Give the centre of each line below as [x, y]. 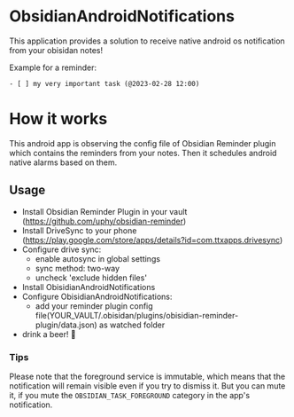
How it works [58, 119]
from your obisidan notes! [56, 50]
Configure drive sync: [62, 249]
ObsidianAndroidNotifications [122, 16]
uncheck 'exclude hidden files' [91, 278]
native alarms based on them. [63, 162]
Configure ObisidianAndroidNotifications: [97, 296]
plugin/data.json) [66, 325]
